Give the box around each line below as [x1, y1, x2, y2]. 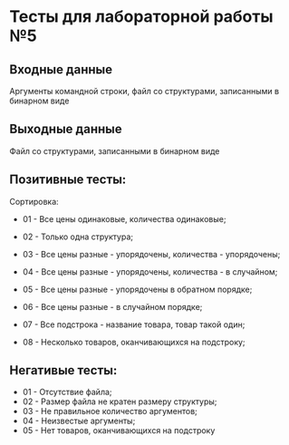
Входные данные [9, 62, 113, 77]
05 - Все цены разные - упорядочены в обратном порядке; [22, 284, 253, 295]
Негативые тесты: [9, 363, 118, 378]
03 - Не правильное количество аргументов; [22, 406, 197, 417]
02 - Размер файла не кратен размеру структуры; [22, 396, 217, 407]
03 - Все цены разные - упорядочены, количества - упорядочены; [22, 248, 281, 259]
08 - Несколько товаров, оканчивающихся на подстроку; [22, 336, 246, 347]
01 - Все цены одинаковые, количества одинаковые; [22, 213, 226, 224]
